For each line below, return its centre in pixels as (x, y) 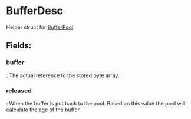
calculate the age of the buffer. (44, 110)
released (19, 91)
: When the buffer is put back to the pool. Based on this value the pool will (96, 103)
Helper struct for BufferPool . (40, 27)
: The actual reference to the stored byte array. (63, 75)
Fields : (19, 46)
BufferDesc (35, 11)
